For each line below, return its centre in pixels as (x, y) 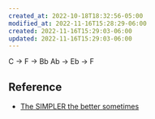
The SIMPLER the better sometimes (80, 107)
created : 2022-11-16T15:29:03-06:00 (70, 31)
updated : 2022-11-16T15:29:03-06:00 (70, 38)
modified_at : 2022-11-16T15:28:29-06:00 (78, 23)
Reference (35, 87)
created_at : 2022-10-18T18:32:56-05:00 (76, 16)
